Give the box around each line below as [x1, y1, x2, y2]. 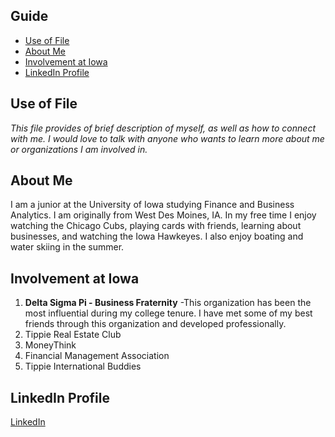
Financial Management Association [24, 350, 170, 362]
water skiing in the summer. [10, 241, 125, 253]
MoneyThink [24, 339, 77, 351]
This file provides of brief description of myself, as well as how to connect [10, 122, 316, 134]
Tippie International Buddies [24, 360, 142, 373]
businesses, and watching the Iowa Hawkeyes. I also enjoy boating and [10, 230, 304, 243]
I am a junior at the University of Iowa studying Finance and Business [10, 199, 295, 211]
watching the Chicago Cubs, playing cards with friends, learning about [10, 220, 302, 232]
